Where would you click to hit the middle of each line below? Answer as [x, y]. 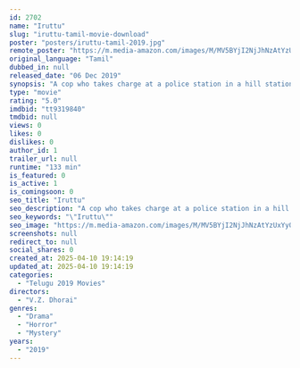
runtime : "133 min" [46, 167]
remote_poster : [37, 51]
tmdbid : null [33, 117]
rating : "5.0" [36, 100]
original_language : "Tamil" [62, 59]
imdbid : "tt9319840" [48, 109]
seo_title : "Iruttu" [48, 201]
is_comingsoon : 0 [42, 192]
